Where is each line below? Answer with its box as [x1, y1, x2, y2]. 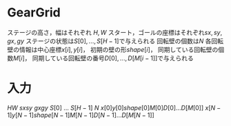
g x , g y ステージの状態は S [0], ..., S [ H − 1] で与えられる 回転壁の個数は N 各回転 [7, 36, 224, 45]
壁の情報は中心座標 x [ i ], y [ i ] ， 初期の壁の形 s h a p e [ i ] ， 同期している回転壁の [7, 45, 219, 53]
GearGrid [7, 5, 61, 21]
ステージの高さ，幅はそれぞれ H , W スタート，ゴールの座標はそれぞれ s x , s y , [7, 28, 223, 36]
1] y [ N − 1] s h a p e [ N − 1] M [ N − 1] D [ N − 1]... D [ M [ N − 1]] [7, 111, 155, 119]
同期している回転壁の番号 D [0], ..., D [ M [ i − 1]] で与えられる [32, 53, 194, 62]
